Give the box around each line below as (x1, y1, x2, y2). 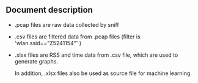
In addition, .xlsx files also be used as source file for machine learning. (14, 70, 192, 77)
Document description (5, 5, 93, 15)
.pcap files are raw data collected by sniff (14, 21, 120, 28)
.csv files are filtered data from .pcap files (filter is (14, 33, 141, 40)
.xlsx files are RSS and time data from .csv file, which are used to (14, 51, 178, 59)
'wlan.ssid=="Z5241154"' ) (14, 39, 82, 46)
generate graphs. (14, 57, 59, 65)
